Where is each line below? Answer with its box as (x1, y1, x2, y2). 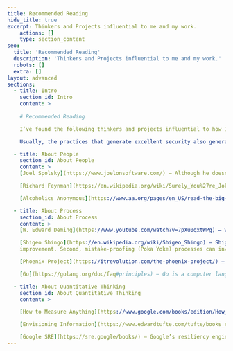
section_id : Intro (19, 94, 73, 101)
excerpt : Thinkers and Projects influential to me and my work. (7, 23, 197, 30)
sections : (7, 81, 36, 88)
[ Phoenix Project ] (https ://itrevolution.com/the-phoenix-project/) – (19, 258, 225, 265)
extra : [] (13, 68, 42, 75)
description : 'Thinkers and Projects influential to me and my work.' (13, 55, 222, 62)
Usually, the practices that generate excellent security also (19, 138, 207, 145)
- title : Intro (13, 87, 58, 94)
